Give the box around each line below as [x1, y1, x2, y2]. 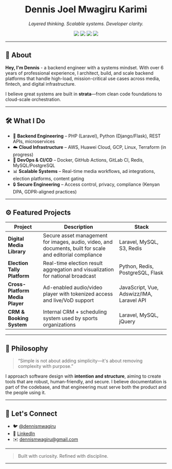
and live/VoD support [42, 297, 94, 304]
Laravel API [119, 297, 147, 304]
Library [8, 248, 26, 255]
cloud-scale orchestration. [5, 96, 61, 102]
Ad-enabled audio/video [42, 284, 102, 291]
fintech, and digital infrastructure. [5, 81, 76, 87]
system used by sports [42, 315, 98, 322]
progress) [12, 151, 34, 158]
